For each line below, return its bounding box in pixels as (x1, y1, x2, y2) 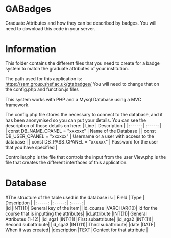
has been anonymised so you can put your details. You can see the (5, 117, 146, 123)
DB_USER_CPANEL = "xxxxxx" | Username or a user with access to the (5, 133, 154, 139)
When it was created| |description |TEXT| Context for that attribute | (5, 227, 148, 233)
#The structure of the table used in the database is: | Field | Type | (5, 194, 144, 200)
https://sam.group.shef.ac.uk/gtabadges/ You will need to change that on (5, 81, 159, 87)
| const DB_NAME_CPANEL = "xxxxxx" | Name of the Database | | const (5, 128, 156, 134)
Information (5, 43, 56, 55)
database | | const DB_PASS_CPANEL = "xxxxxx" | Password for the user (5, 138, 158, 145)
